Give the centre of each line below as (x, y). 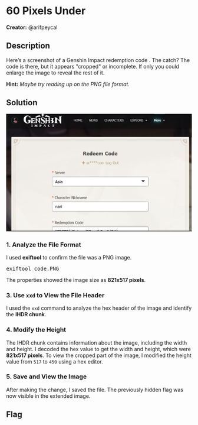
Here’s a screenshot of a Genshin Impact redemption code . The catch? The (98, 60)
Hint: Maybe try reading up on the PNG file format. (68, 84)
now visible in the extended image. (48, 396)
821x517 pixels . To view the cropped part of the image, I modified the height (99, 355)
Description (28, 46)
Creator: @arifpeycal (32, 27)
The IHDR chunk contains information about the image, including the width (97, 343)
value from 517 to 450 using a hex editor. (55, 361)
